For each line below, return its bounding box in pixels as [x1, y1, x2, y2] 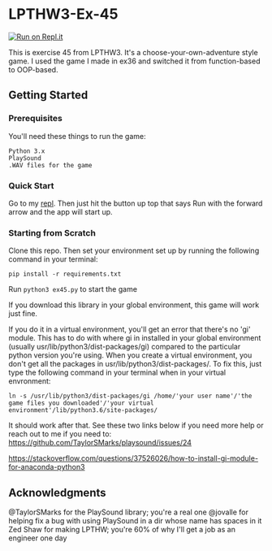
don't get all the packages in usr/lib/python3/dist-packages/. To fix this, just [8, 359, 262, 369]
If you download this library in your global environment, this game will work [8, 300, 260, 310]
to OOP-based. [8, 64, 58, 74]
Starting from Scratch [8, 227, 96, 238]
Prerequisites [8, 113, 63, 124]
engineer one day [8, 533, 67, 543]
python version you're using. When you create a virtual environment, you [8, 350, 253, 360]
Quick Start [8, 180, 54, 191]
